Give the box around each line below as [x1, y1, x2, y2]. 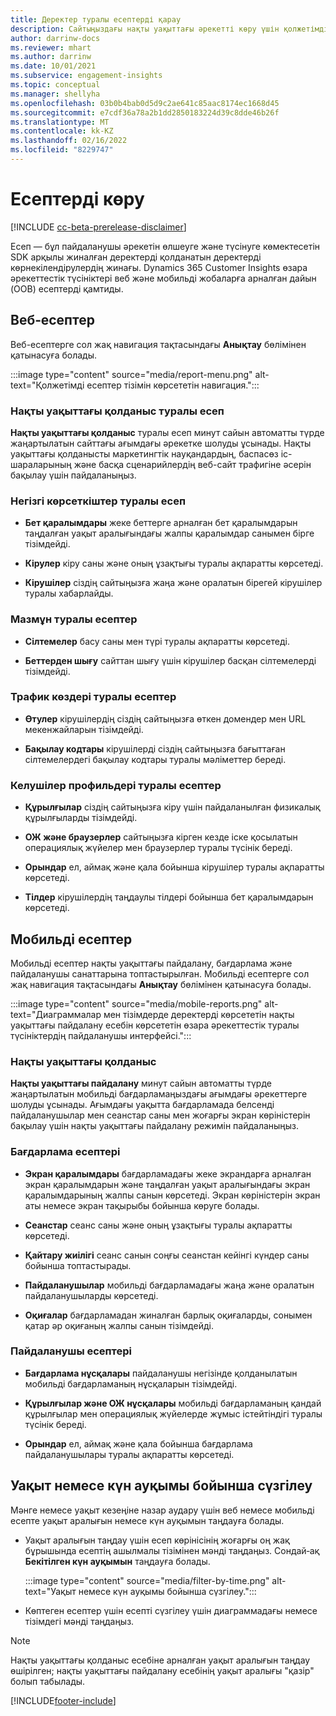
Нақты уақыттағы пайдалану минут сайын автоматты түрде [10, 1077, 272, 1090]
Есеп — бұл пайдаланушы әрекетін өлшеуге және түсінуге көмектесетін [10, 240, 321, 252]
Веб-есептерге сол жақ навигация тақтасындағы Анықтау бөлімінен [10, 338, 307, 350]
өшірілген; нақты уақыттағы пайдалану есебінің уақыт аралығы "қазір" [10, 1664, 315, 1676]
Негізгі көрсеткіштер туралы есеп [10, 494, 186, 508]
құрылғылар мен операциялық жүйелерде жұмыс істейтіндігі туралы [24, 1407, 323, 1420]
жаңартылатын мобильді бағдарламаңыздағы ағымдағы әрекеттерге [10, 1088, 308, 1100]
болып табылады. [10, 1675, 86, 1687]
